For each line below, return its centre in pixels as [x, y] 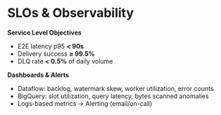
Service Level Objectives [45, 32]
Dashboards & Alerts [38, 75]
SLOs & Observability [71, 13]
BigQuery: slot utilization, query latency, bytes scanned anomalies [113, 96]
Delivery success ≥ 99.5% [56, 54]
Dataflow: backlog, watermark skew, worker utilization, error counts [115, 88]
